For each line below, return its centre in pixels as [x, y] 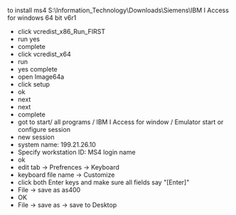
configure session [44, 129]
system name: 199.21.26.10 [57, 144]
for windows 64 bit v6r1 [42, 18]
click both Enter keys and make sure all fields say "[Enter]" [103, 182]
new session [36, 137]
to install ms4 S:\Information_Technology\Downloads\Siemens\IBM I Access [118, 10]
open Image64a [41, 77]
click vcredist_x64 [44, 54]
